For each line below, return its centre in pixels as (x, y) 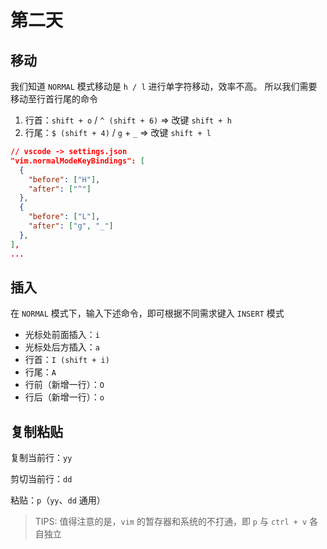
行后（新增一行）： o (64, 397)
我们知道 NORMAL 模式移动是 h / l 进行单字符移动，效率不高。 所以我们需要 (164, 86)
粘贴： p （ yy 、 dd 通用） (58, 500)
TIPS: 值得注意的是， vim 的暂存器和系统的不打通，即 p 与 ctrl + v (171, 522)
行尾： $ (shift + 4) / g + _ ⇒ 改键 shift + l (118, 132)
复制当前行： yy (41, 458)
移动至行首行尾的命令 (54, 99)
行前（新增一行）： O (64, 385)
